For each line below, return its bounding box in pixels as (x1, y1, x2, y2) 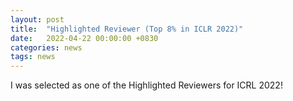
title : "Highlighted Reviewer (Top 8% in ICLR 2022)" (10, 24, 244, 34)
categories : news (10, 42, 83, 53)
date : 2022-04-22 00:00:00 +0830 (10, 33, 159, 43)
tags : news (10, 52, 56, 62)
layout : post (10, 14, 65, 25)
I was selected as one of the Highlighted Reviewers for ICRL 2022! (10, 79, 283, 91)
